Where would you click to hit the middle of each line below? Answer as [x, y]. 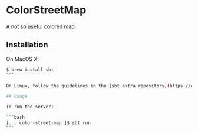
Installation [27, 45]
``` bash [16, 118]
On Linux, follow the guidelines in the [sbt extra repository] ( [88, 86]
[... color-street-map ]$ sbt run [49, 123]
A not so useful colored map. [41, 26]
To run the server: [30, 107]
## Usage [17, 96]
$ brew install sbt [30, 70]
